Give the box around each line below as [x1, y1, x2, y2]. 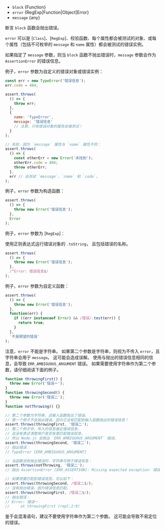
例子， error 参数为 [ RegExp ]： [5, 230, 65, 236]
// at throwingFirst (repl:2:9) [5, 504, 80, 509]
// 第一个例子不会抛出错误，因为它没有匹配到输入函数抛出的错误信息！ [5, 417, 129, 423]
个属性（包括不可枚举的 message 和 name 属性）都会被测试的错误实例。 [5, 41, 146, 47]
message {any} [12, 15, 40, 20]
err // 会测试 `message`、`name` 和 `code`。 [9, 174, 100, 179]
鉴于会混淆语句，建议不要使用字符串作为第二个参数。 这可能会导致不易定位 [5, 513, 157, 519]
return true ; [18, 320, 45, 326]
